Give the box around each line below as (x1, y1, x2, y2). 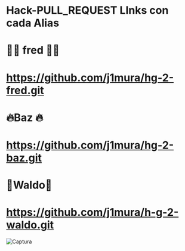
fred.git (6, 83, 45, 97)
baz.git (6, 151, 42, 165)
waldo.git (6, 218, 54, 232)
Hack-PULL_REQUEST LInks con (6, 4, 169, 17)
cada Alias (6, 16, 60, 30)
